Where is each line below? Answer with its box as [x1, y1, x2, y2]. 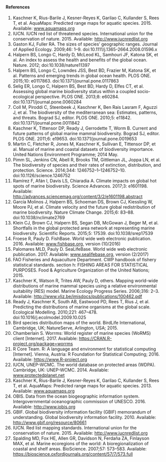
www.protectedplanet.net [12, 372, 65, 378]
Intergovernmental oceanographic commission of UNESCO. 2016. [12, 399, 146, 405]
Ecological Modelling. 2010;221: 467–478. [12, 309, 98, 315]
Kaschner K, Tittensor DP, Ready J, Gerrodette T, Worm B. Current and [12, 125, 157, 131]
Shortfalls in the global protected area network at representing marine [12, 225, 155, 231]
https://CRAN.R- [79, 335, 112, 341]
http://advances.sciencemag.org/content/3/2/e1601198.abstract [12, 193, 143, 200]
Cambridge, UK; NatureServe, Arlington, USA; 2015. [12, 325, 118, 331]
